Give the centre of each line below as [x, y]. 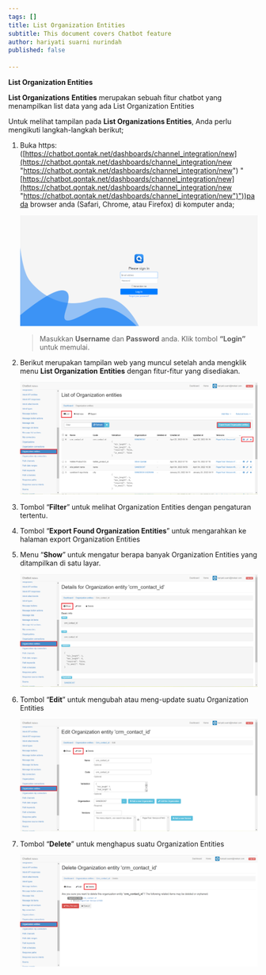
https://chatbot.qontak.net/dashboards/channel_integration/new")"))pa [139, 196]
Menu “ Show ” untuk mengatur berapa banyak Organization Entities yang [138, 555]
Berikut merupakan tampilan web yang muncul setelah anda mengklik [133, 362]
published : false [37, 50]
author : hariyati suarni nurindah [65, 42]
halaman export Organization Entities [80, 539]
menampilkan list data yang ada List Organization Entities [101, 106]
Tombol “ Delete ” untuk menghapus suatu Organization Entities [122, 844]
